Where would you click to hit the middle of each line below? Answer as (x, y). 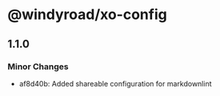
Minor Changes (38, 67)
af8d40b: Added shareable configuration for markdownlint (115, 83)
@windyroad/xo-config (87, 15)
